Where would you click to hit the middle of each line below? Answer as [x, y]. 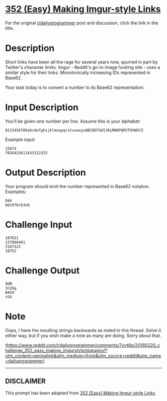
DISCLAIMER [25, 381]
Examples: [16, 192]
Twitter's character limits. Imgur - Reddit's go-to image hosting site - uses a [83, 67]
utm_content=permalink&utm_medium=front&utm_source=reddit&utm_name [83, 355]
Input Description [42, 107]
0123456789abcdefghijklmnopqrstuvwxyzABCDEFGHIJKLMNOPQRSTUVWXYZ [74, 130]
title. [10, 28]
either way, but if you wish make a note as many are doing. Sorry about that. [83, 335]
